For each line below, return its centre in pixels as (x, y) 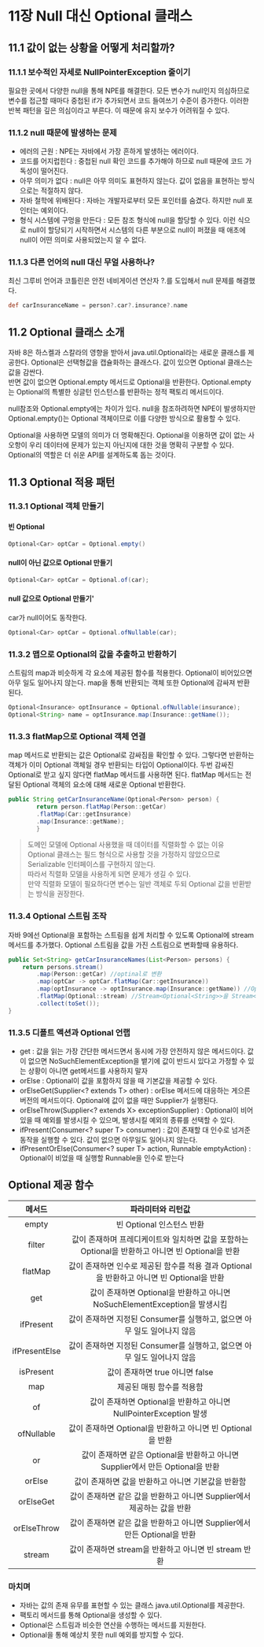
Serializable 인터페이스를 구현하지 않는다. (91, 864)
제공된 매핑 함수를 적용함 (160, 1386)
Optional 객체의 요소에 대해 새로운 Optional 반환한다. (104, 785)
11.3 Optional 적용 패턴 (62, 482)
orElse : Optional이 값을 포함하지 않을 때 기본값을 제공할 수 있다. (118, 1081)
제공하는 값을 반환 (160, 1508)
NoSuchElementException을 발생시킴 (160, 1304)
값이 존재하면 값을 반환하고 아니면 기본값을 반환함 (160, 1481)
